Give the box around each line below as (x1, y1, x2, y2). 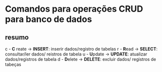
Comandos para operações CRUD (5, 3, 144, 15)
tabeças (5, 62, 21, 67)
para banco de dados (5, 14, 92, 25)
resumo (5, 33, 29, 41)
